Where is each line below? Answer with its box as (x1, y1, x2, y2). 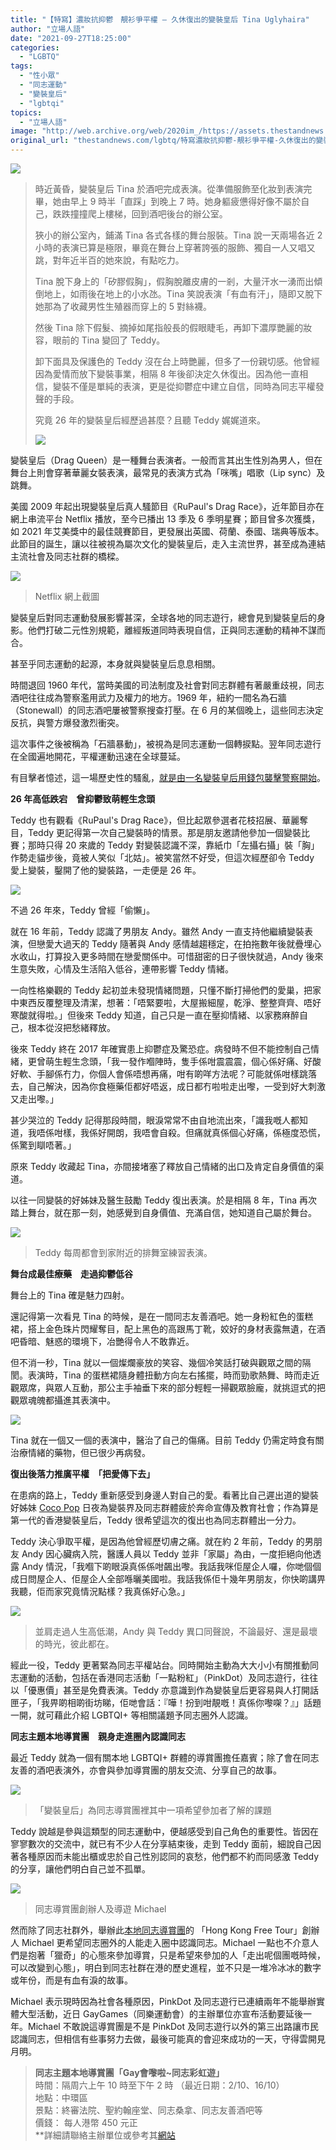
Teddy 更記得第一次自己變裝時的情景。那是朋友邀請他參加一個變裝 (27, 827, 302, 838)
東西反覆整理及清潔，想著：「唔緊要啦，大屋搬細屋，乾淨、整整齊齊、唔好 (18, 997, 322, 1008)
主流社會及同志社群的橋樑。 (10, 551, 125, 562)
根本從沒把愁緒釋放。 (27, 1022, 116, 1033)
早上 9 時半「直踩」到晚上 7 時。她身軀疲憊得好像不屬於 (69, 196, 302, 207)
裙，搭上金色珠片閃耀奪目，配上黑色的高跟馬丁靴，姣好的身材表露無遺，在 (10, 1323, 317, 1335)
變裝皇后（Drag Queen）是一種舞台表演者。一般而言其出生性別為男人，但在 (10, 454, 323, 466)
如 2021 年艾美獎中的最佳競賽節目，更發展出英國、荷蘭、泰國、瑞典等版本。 (10, 526, 325, 537)
